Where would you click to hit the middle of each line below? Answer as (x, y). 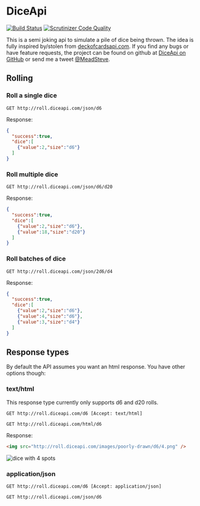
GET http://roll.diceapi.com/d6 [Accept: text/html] (74, 413)
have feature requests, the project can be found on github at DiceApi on (96, 52)
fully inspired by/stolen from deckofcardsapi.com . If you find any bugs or (98, 46)
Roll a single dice (32, 95)
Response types (38, 352)
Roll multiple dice (33, 174)
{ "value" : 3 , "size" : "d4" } (49, 322)
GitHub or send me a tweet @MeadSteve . (58, 59)
